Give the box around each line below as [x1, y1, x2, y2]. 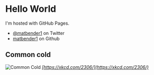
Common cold [5, 50, 51, 59]
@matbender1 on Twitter [12, 30, 65, 36]
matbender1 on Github [12, 35, 60, 42]
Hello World [5, 3, 56, 15]
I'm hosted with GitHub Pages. [5, 20, 70, 26]
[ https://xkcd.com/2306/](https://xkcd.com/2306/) [41, 64, 149, 70]
